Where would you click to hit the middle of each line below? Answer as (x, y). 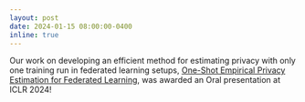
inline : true (34, 35)
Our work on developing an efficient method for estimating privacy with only (153, 61)
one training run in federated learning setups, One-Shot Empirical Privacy (147, 70)
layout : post (34, 18)
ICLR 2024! (31, 90)
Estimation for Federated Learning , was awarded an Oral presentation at (145, 80)
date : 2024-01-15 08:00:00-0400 (71, 26)
